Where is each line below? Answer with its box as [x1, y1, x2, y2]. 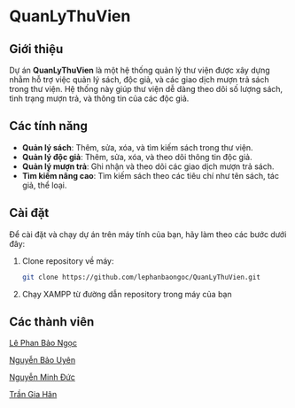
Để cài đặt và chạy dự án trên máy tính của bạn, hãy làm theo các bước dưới [9, 228, 287, 240]
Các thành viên [9, 314, 95, 329]
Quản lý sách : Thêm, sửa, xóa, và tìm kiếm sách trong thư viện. [21, 142, 254, 152]
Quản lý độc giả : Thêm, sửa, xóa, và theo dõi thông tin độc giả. [21, 151, 252, 162]
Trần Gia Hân [9, 389, 58, 400]
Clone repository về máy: [21, 255, 114, 266]
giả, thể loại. [21, 180, 67, 190]
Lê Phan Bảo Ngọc [9, 338, 78, 349]
